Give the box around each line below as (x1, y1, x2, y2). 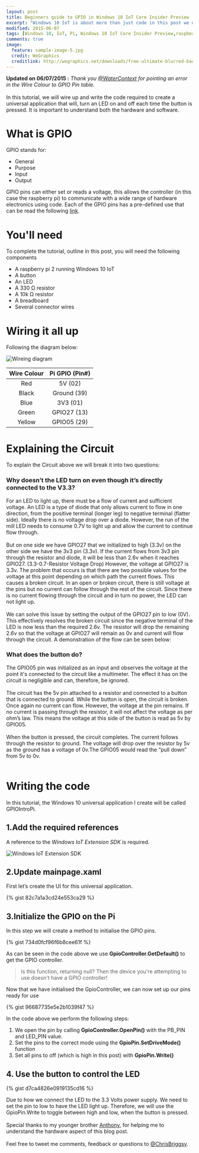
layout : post (6, 8, 38, 15)
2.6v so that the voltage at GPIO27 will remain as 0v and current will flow (6, 630, 184, 637)
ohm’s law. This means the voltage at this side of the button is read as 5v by (6, 714, 191, 722)
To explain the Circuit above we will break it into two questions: (6, 461, 160, 469)
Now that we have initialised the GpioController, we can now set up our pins (6, 986, 191, 993)
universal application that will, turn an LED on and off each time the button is (6, 100, 192, 107)
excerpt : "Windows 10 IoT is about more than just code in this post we (6, 20, 190, 26)
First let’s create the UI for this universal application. (6, 882, 133, 890)
